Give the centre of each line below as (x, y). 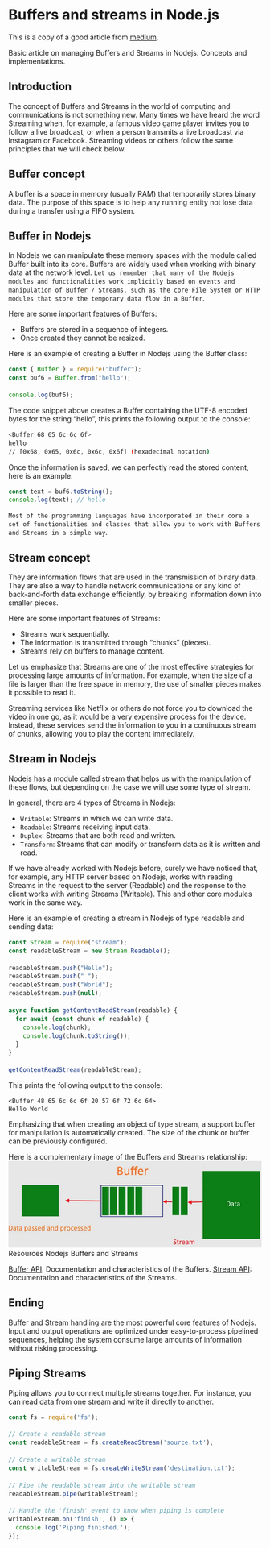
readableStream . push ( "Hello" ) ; (61, 968)
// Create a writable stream (57, 1460)
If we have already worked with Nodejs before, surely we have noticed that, (133, 868)
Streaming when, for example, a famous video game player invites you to (129, 123)
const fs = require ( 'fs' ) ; (53, 1417)
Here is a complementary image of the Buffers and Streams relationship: (128, 1156)
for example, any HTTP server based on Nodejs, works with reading (121, 877)
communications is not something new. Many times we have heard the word (134, 114)
